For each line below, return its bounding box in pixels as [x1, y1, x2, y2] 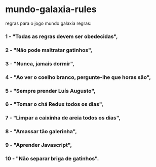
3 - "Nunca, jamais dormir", [5, 60, 74, 67]
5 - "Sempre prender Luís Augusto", [5, 87, 96, 94]
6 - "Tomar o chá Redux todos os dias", [5, 101, 104, 108]
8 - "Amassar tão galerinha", [5, 128, 77, 135]
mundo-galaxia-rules [5, 4, 97, 15]
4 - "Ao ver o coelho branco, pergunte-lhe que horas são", [5, 73, 151, 80]
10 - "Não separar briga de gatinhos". [5, 155, 99, 162]
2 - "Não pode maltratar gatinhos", [5, 47, 93, 54]
